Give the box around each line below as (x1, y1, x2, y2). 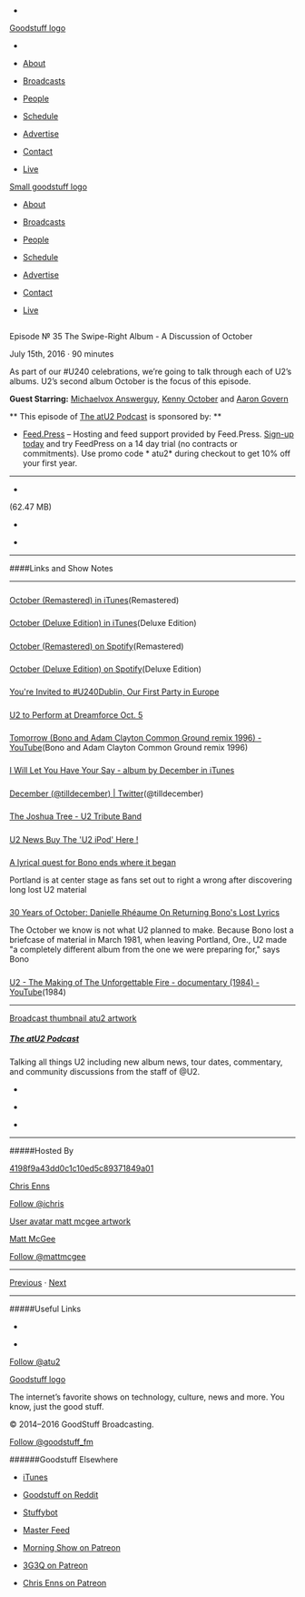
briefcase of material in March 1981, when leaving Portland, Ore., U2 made (9, 935, 288, 945)
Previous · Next (9, 1277, 67, 1288)
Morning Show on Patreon (22, 1541, 121, 1552)
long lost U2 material (9, 884, 87, 895)
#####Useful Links (9, 1303, 82, 1314)
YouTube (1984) (9, 986, 66, 997)
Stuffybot (22, 1507, 58, 1518)
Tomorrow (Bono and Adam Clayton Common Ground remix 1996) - (9, 733, 262, 743)
